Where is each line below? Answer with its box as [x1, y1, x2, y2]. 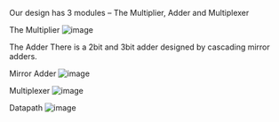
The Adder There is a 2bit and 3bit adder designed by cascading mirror [9, 42, 271, 52]
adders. [9, 51, 37, 61]
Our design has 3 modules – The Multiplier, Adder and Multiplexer [9, 8, 250, 18]
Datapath [9, 103, 43, 113]
